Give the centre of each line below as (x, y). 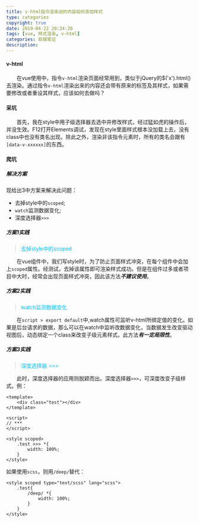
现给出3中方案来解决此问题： (42, 190)
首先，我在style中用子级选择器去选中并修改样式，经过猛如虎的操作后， (103, 122)
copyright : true (26, 23)
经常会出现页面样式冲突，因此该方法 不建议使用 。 (92, 276)
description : (22, 45)
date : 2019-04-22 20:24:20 (40, 28)
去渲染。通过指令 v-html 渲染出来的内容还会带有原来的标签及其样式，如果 (95, 86)
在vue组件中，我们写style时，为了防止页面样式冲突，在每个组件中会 (100, 261)
